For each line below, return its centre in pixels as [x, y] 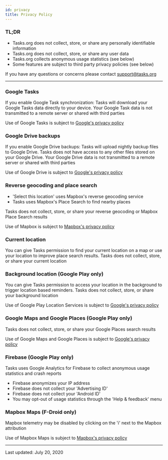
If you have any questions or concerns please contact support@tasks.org [81, 74]
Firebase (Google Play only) [39, 357]
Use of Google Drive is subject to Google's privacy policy [64, 172]
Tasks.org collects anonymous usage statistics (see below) [73, 59]
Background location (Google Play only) [54, 274]
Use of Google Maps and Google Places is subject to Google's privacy [77, 339]
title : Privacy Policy [29, 15]
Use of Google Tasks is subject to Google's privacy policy [64, 123]
